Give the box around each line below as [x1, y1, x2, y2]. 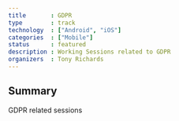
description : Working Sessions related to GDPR [8, 48, 171, 56]
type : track [8, 19, 76, 27]
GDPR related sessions [8, 105, 83, 115]
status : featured [8, 41, 87, 49]
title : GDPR [8, 11, 73, 20]
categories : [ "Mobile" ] [8, 33, 93, 42]
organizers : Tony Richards [8, 56, 104, 64]
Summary [8, 84, 58, 98]
